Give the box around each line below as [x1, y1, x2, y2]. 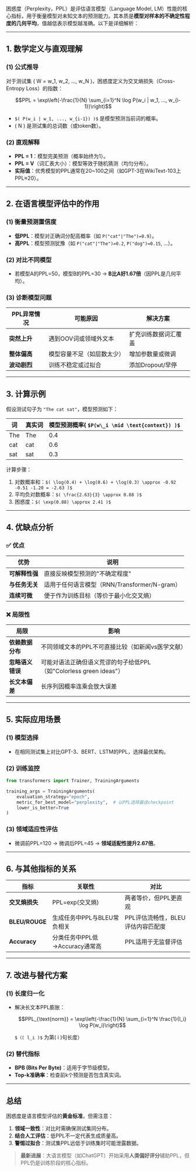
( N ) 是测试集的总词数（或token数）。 [14, 122, 104, 129]
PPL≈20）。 [14, 175, 42, 182]
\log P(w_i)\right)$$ [78, 1021, 127, 1029]
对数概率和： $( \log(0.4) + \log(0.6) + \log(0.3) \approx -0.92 [14, 479, 176, 486]
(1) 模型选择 [6, 734, 39, 742]
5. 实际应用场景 [6, 715, 61, 725]
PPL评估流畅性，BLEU [124, 914, 185, 922]
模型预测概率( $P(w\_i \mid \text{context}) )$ [48, 421, 181, 429]
